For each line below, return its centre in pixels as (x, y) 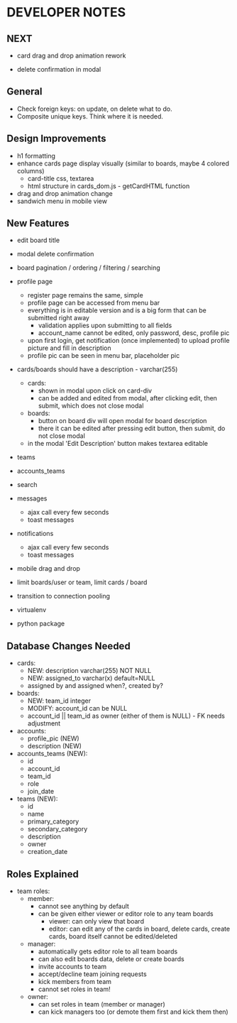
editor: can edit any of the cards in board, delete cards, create (139, 929)
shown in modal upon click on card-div (95, 390)
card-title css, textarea (61, 178)
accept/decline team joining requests (92, 974)
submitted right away (59, 318)
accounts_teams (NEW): (52, 754)
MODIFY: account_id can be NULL (77, 709)
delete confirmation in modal (59, 69)
